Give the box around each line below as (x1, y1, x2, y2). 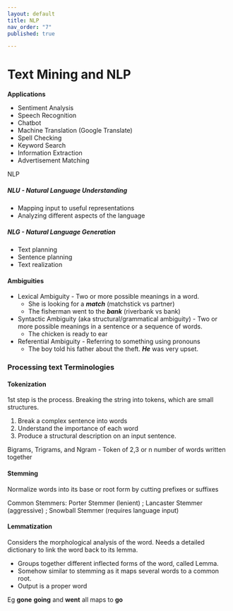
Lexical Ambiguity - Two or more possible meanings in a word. (17, 292, 200, 301)
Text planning (17, 245, 58, 254)
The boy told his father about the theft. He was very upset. (28, 345, 199, 353)
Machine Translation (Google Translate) (17, 126, 133, 135)
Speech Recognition (17, 111, 77, 120)
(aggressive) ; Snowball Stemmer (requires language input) (7, 506, 179, 514)
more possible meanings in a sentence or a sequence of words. (17, 322, 203, 331)
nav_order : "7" (7, 23, 52, 30)
